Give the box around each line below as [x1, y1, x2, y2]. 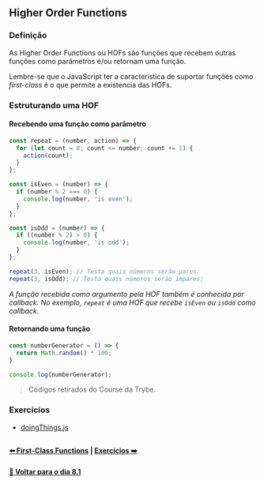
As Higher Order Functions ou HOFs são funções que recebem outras [9, 47, 236, 58]
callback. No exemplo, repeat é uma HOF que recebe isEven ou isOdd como [9, 298, 256, 307]
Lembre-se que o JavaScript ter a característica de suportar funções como [9, 71, 254, 81]
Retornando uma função [9, 324, 91, 334]
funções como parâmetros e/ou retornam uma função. [9, 56, 187, 66]
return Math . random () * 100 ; [16, 349, 112, 357]
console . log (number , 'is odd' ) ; [23, 238, 130, 247]
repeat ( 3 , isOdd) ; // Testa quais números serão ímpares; [9, 275, 204, 283]
